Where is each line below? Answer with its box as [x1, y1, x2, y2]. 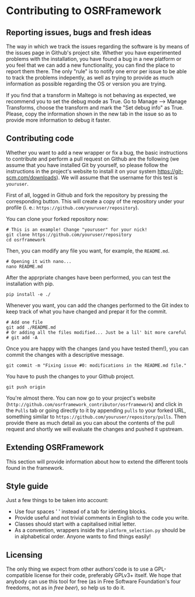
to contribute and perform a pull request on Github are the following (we [6, 155, 179, 162]
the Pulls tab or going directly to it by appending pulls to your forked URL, [6, 407, 186, 414]
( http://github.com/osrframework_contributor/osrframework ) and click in [6, 400, 183, 408]
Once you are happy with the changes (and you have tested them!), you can [6, 344, 189, 352]
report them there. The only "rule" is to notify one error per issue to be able [6, 68, 187, 74]
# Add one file [6, 319, 43, 325]
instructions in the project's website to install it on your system [6, 168, 156, 175]
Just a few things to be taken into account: [6, 497, 109, 504]
